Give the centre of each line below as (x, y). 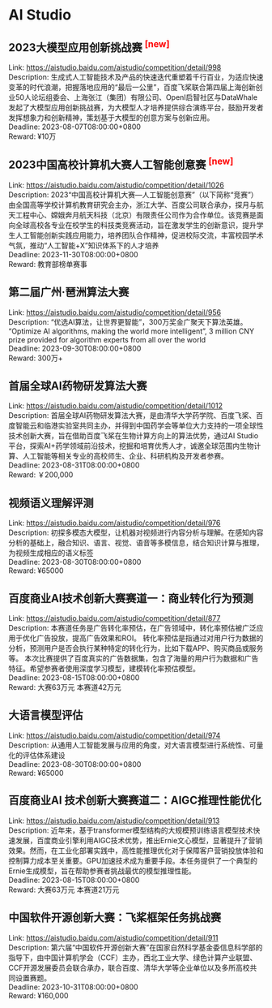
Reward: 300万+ (36, 358)
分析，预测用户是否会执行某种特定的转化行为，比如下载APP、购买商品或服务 (136, 648)
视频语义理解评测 (51, 503)
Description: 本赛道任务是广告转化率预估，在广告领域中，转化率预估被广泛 (132, 628)
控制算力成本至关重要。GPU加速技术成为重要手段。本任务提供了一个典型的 (133, 860)
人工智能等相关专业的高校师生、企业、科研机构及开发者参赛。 (125, 456)
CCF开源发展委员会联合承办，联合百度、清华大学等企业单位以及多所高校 (129, 967)
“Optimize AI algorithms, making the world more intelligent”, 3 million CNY (132, 331)
